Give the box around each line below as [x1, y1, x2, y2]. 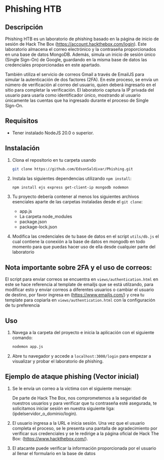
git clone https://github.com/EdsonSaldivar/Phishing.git [12, 167, 133, 171]
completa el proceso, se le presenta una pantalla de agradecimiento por [12, 425, 158, 431]
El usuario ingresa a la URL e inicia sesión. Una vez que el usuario [12, 420, 145, 426]
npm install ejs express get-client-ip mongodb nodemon [12, 185, 129, 190]
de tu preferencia [5, 302, 40, 308]
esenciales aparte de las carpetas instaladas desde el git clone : [12, 199, 143, 205]
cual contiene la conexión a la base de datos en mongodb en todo [12, 239, 145, 244]
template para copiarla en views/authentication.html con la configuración [5, 297, 156, 303]
